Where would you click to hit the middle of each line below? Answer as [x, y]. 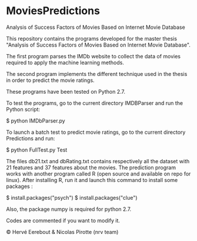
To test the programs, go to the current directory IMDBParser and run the [95, 103]
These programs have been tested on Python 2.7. [66, 91]
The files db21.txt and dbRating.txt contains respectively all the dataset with [98, 161]
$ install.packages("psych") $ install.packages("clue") [72, 197]
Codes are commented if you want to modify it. [63, 220]
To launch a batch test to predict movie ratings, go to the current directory [96, 132]
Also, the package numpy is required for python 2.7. [69, 209]
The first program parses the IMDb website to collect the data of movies [94, 56]
